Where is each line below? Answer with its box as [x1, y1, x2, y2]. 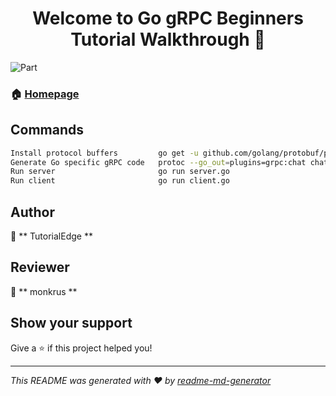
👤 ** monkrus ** [10, 285, 78, 297]
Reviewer [10, 259, 70, 276]
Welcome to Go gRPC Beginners [32, 7, 304, 30]
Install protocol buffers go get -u [10, 148, 199, 158]
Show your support [10, 315, 133, 332]
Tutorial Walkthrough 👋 [70, 28, 266, 51]
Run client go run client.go [10, 176, 230, 186]
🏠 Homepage [10, 87, 80, 101]
